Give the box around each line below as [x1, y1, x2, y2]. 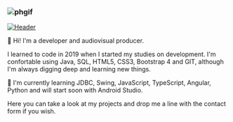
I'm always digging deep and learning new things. [7, 65, 151, 74]
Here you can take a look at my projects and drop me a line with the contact [7, 100, 227, 108]
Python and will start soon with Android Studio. [7, 86, 143, 95]
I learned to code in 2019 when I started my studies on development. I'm [7, 50, 216, 59]
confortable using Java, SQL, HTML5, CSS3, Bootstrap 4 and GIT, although [7, 57, 225, 66]
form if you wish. [7, 107, 56, 116]
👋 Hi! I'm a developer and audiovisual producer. [7, 36, 145, 45]
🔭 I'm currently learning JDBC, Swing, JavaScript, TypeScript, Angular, [7, 79, 212, 87]
